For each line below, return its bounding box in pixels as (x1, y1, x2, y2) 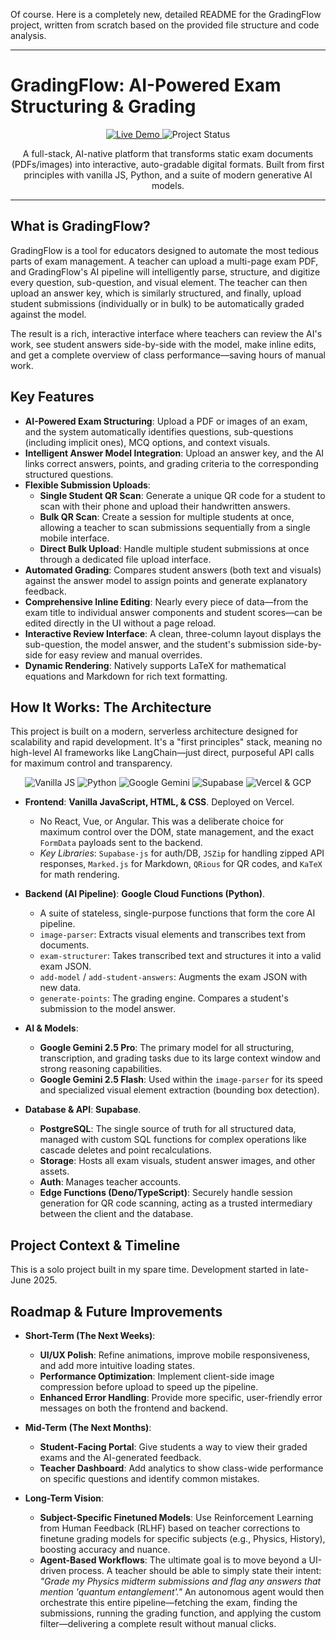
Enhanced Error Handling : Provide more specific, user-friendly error (39, 1392, 323, 1403)
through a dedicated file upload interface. (39, 553, 212, 565)
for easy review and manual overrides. (44, 649, 203, 661)
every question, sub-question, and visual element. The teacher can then (10, 276, 308, 288)
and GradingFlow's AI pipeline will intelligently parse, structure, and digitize (10, 265, 321, 278)
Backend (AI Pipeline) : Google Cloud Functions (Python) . (24, 888, 266, 900)
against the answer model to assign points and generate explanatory (24, 574, 308, 586)
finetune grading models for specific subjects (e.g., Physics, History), (39, 1533, 326, 1544)
